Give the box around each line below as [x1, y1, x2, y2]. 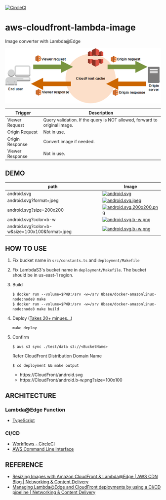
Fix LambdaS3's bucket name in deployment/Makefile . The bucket [12, 267, 147, 273]
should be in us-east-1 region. [12, 272, 74, 278]
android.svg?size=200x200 [7, 207, 64, 213]
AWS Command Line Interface [12, 446, 74, 452]
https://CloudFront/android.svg [19, 372, 83, 378]
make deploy [12, 326, 37, 331]
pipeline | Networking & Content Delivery [12, 489, 96, 495]
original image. [43, 122, 73, 128]
